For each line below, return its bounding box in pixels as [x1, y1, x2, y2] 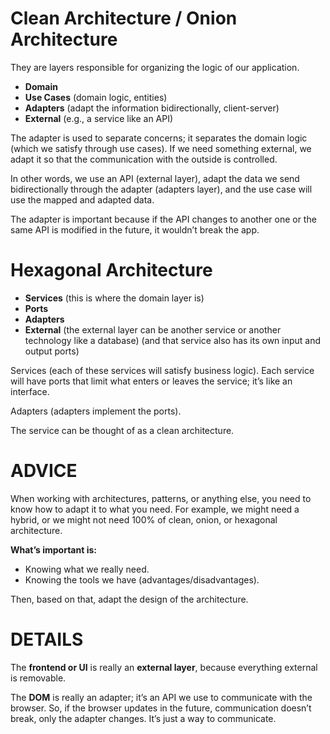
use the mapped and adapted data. [10, 193, 155, 206]
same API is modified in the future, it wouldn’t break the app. [10, 223, 260, 236]
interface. [10, 385, 50, 397]
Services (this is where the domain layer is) [24, 292, 205, 304]
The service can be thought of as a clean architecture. [10, 424, 235, 436]
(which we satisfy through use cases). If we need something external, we [10, 142, 312, 154]
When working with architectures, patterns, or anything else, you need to [10, 492, 312, 504]
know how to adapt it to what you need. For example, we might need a [10, 503, 300, 515]
